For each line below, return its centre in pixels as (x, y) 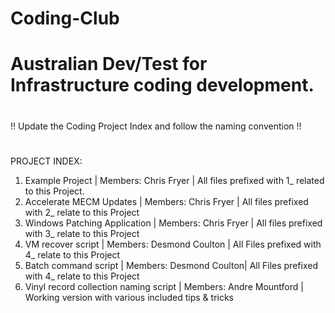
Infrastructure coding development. (162, 85)
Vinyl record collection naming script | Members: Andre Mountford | (164, 286)
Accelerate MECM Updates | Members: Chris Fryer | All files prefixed (166, 201)
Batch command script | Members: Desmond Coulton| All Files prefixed (171, 265)
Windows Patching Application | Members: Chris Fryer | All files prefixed (173, 223)
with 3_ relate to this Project (82, 233)
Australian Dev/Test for (109, 64)
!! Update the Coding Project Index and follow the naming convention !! (156, 126)
